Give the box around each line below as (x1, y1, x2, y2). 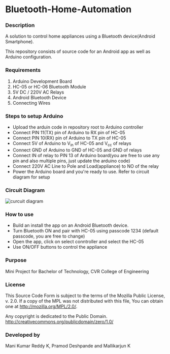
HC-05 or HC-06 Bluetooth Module (12, 83, 86, 90)
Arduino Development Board (12, 78, 72, 84)
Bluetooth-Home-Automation (5, 4, 132, 15)
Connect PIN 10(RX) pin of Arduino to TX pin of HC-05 (12, 135, 126, 141)
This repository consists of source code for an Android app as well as (5, 48, 151, 54)
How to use (5, 211, 34, 218)
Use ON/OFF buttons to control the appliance (12, 244, 108, 250)
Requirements (5, 67, 41, 74)
